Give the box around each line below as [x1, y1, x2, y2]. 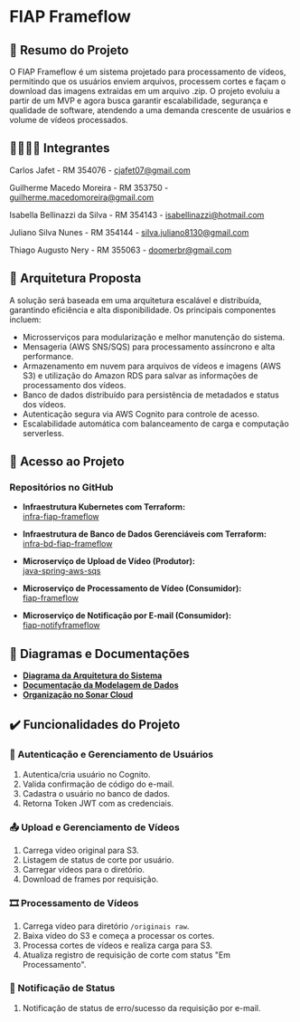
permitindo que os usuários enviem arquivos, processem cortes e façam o [9, 76, 286, 87]
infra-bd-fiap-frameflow [22, 539, 113, 549]
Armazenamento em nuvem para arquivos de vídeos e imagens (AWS [22, 360, 282, 371]
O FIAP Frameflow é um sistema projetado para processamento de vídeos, [9, 66, 286, 77]
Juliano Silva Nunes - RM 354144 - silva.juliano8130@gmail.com [9, 226, 249, 237]
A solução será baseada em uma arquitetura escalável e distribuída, [9, 294, 262, 305]
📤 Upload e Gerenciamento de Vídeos [9, 821, 181, 834]
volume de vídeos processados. [9, 115, 128, 125]
